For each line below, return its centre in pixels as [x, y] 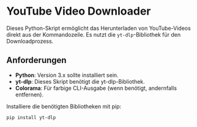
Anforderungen [36, 60]
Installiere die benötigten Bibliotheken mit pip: [64, 106]
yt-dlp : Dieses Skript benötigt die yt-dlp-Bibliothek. [80, 81]
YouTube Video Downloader [79, 11]
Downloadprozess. [30, 41]
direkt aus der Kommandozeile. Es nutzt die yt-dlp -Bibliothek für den [94, 34]
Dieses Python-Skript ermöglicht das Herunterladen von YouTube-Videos [98, 28]
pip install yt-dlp [31, 117]
